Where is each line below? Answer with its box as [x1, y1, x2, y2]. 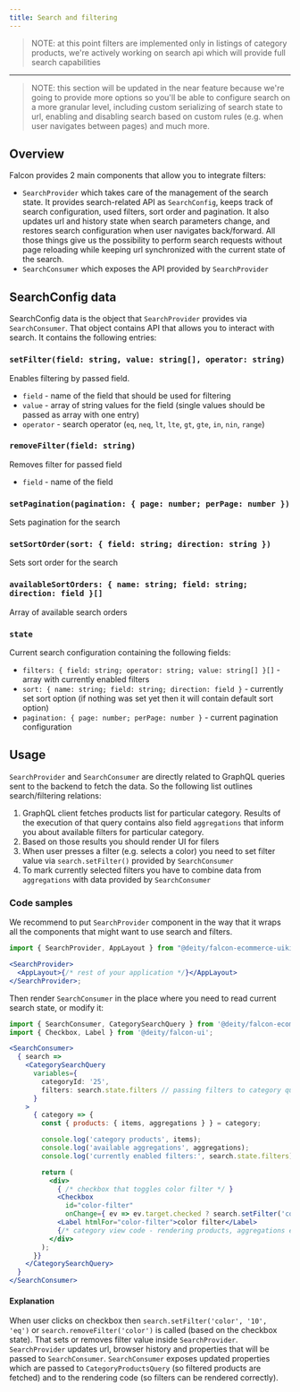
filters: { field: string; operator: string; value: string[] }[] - [21, 664, 281, 676]
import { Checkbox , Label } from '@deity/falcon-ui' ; [9, 1028, 214, 1037]
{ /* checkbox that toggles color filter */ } [56, 1184, 234, 1193]
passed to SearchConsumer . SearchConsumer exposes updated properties [9, 1354, 271, 1364]
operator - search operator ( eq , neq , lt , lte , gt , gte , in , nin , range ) [21, 418, 265, 430]
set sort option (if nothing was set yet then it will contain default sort [21, 693, 274, 704]
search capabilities [30, 56, 101, 67]
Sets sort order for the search [9, 557, 119, 568]
